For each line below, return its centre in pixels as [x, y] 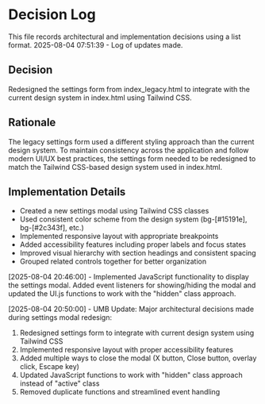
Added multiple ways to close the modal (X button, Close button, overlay [138, 358]
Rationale [32, 123]
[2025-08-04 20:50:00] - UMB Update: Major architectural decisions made [131, 309]
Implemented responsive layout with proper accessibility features [127, 350]
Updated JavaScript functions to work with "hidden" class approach [131, 375]
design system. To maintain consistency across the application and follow [129, 150]
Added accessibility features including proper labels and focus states [133, 244]
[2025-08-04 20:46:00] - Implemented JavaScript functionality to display [129, 277]
